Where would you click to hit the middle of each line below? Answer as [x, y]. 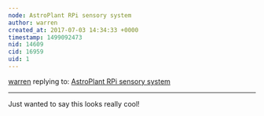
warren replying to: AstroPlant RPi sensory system [90, 81]
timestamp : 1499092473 [45, 37]
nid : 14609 [26, 45]
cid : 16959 [26, 52]
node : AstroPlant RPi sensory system [70, 15]
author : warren [33, 23]
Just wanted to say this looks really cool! [74, 103]
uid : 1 [19, 60]
